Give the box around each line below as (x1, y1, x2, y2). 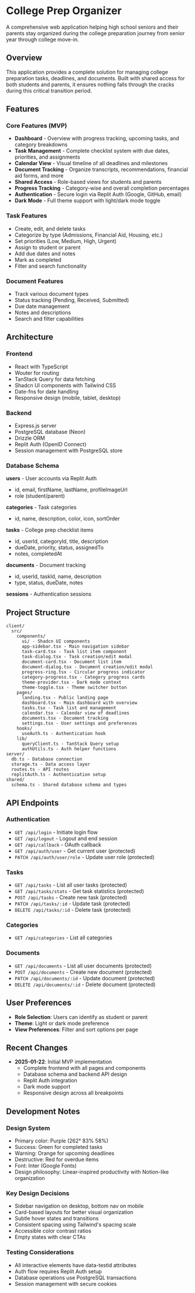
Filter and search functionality (14, 262, 87, 269)
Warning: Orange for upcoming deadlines (14, 1150, 115, 1157)
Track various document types (14, 290, 89, 297)
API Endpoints (6, 798, 59, 808)
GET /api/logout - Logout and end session (14, 834, 118, 842)
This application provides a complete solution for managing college (6, 69, 169, 76)
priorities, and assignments (14, 153, 80, 160)
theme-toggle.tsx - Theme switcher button (21, 685, 127, 690)
